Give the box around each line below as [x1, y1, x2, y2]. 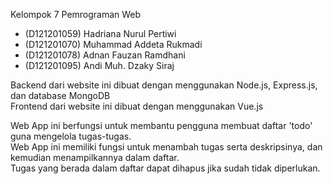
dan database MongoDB [10, 90, 111, 101]
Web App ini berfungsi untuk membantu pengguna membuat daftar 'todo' [10, 120, 313, 131]
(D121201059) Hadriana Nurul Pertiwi [24, 28, 177, 39]
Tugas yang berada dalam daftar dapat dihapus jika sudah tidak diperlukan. [10, 162, 321, 174]
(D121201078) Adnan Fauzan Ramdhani [24, 49, 186, 61]
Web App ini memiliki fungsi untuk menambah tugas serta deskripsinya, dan [10, 141, 323, 153]
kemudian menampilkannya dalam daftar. [10, 152, 180, 163]
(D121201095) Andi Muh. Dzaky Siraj [24, 60, 175, 71]
